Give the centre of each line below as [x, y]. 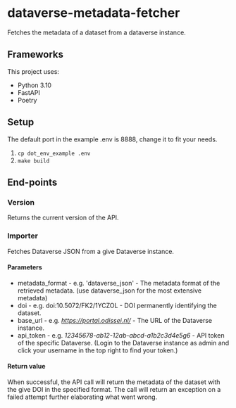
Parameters [25, 267]
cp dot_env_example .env [54, 153]
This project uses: [33, 71]
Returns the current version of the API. [63, 218]
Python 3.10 [34, 85]
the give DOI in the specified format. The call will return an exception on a [114, 389]
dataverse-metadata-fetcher [94, 13]
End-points [32, 182]
